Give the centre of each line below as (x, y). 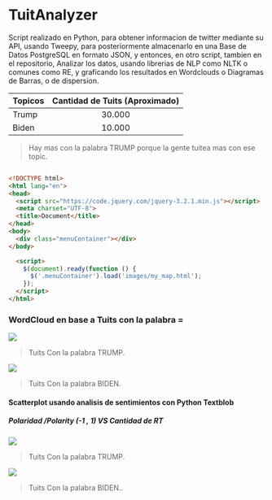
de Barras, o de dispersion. (54, 80)
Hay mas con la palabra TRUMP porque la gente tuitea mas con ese (142, 147)
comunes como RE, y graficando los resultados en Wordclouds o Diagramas (136, 72)
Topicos (29, 101)
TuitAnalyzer (53, 15)
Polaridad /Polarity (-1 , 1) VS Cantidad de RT (86, 421)
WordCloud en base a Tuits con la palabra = (96, 320)
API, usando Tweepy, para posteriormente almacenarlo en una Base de (127, 46)
